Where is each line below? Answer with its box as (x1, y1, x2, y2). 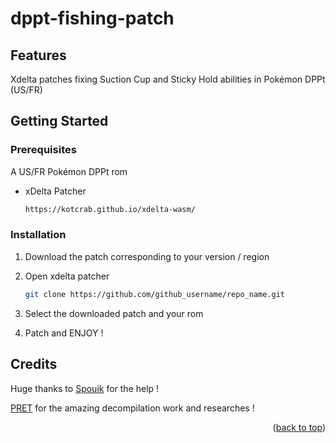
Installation (10, 228, 67, 242)
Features (10, 47, 67, 64)
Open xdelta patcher (24, 270, 110, 282)
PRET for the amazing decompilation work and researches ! (10, 402, 255, 414)
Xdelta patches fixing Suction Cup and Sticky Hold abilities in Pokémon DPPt (10, 73, 326, 85)
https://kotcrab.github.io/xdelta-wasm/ (24, 204, 196, 214)
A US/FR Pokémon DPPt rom (10, 165, 128, 177)
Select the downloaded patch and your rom (24, 307, 204, 319)
